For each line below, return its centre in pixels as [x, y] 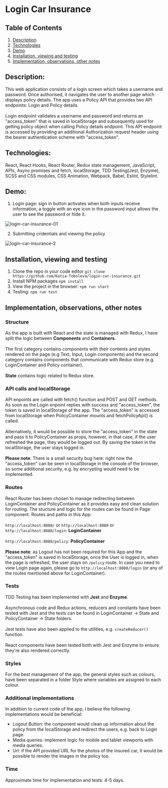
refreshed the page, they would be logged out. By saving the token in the [81, 442]
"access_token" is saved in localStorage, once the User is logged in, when [82, 557]
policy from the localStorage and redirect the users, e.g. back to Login [85, 729]
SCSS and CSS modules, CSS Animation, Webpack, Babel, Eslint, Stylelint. [82, 176]
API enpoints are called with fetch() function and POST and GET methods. [81, 400]
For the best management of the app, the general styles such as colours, [80, 674]
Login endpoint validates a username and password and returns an [74, 116]
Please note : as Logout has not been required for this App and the [74, 552]
